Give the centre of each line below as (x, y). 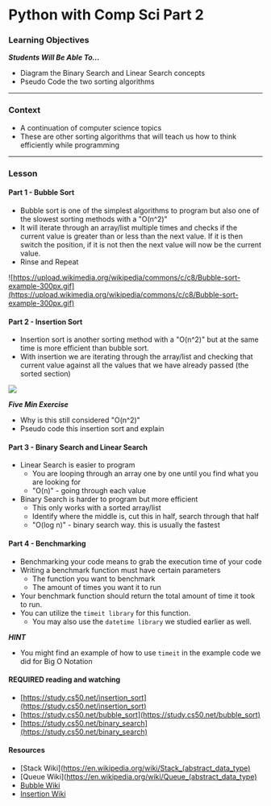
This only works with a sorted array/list (96, 508)
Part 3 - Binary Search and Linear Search (78, 447)
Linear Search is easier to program (77, 465)
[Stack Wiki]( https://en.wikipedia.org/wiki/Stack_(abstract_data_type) (135, 768)
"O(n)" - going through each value (89, 491)
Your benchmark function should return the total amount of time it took (138, 596)
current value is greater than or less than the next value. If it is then (131, 236)
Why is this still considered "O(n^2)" (80, 420)
